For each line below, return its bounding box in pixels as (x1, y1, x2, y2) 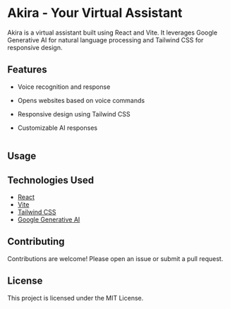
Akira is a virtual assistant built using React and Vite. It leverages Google (7, 28, 217, 37)
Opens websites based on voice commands (17, 96, 145, 104)
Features (7, 63, 47, 75)
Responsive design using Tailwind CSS (17, 109, 131, 118)
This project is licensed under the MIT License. (7, 293, 144, 302)
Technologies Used (7, 174, 94, 186)
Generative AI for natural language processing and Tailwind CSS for (7, 35, 204, 44)
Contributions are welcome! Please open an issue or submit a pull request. (7, 254, 224, 262)
